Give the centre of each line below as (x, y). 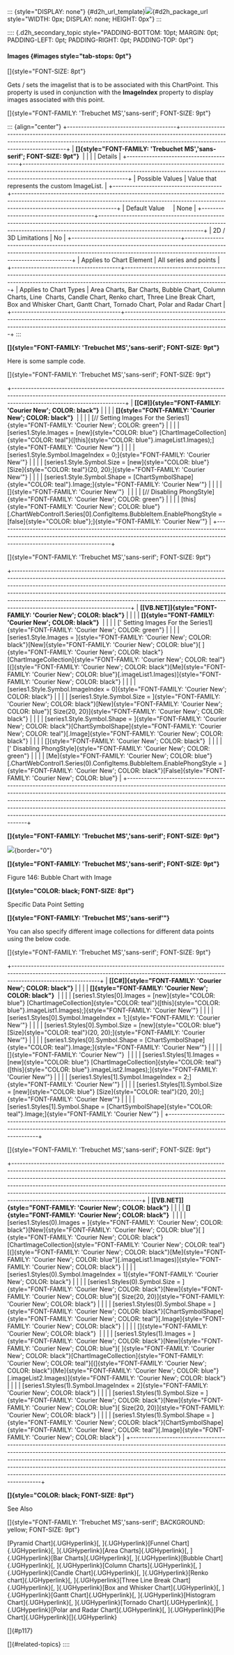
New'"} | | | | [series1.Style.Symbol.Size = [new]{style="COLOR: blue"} (108, 462)
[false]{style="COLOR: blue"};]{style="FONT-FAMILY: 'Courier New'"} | (109, 521)
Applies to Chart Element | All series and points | (150, 260)
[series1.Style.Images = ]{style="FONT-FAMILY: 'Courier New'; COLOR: (109, 637)
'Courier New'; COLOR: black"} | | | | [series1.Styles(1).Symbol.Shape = (109, 1415)
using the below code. (39, 939)
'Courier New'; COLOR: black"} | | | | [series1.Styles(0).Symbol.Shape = (110, 1304)
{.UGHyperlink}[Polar (38, 1610)
